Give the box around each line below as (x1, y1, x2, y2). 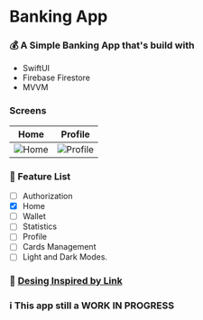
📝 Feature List (9, 169, 71, 182)
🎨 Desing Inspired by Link (9, 275, 124, 288)
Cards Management (22, 242, 97, 252)
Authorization (22, 191, 73, 202)
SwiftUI (22, 63, 51, 74)
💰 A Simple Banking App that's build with (9, 39, 195, 51)
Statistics (22, 221, 57, 232)
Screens (9, 105, 47, 117)
